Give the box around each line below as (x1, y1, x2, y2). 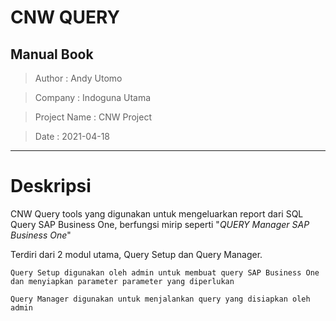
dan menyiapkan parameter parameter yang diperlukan (10, 276, 235, 286)
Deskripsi (10, 175, 92, 198)
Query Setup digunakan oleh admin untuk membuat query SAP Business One (10, 267, 320, 278)
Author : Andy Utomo (34, 72, 123, 84)
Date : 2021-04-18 (34, 131, 110, 142)
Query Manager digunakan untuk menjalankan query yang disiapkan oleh (10, 294, 311, 304)
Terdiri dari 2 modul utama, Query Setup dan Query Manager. (10, 248, 263, 260)
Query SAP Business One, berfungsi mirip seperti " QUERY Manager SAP (10, 218, 310, 230)
